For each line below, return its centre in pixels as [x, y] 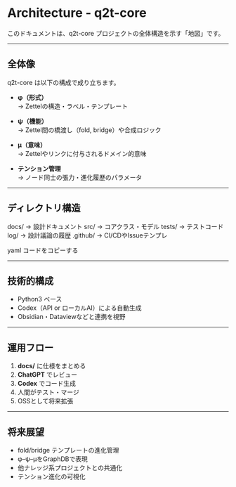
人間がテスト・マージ [48, 392]
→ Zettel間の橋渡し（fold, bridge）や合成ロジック [89, 130]
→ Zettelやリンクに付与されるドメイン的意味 [82, 153]
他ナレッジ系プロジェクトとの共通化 [70, 468]
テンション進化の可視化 [51, 476]
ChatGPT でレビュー [47, 375]
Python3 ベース [40, 299]
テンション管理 [39, 168]
